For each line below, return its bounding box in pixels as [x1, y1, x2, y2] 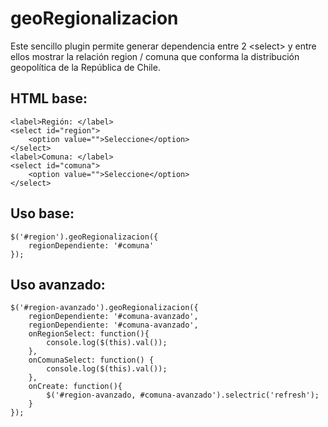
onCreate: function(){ [28, 382, 123, 392]
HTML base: [10, 90, 88, 107]
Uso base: [10, 205, 75, 222]
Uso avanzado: [10, 276, 106, 293]
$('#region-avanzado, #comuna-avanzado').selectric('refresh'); [46, 390, 320, 401]
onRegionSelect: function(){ [28, 329, 150, 339]
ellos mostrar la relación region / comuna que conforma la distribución [10, 50, 300, 62]
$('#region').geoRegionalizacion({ [10, 232, 159, 242]
